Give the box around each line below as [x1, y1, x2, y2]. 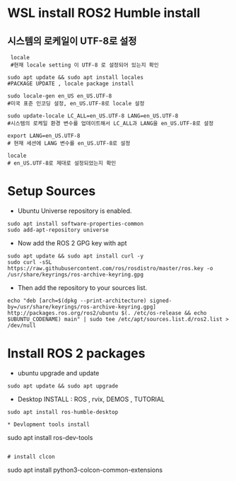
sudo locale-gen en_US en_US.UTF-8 [7, 93, 112, 100]
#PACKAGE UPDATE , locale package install [7, 80, 134, 87]
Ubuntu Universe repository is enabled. [17, 207, 132, 215]
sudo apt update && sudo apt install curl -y [7, 253, 143, 260]
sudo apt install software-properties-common [7, 220, 143, 227]
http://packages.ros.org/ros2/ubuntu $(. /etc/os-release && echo [7, 309, 207, 316]
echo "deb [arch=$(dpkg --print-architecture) [7, 297, 147, 304]
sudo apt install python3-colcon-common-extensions [7, 465, 163, 474]
